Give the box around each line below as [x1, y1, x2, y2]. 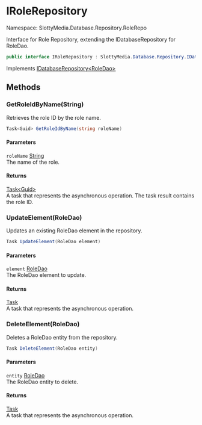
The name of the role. [6, 158, 60, 166]
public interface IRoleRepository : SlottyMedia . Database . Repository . [6, 54, 187, 60]
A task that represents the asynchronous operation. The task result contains [6, 191, 195, 199]
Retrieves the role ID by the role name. [6, 114, 101, 121]
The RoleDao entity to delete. [6, 378, 79, 385]
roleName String [6, 152, 44, 159]
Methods [6, 82, 41, 93]
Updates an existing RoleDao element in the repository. [6, 227, 142, 234]
